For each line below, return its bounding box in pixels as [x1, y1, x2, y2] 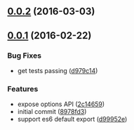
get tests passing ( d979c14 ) [17, 67, 98, 75]
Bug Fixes [7, 51, 42, 60]
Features [7, 84, 39, 93]
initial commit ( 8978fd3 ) [17, 108, 87, 116]
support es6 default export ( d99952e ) [17, 115, 128, 124]
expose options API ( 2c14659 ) [17, 100, 105, 108]
